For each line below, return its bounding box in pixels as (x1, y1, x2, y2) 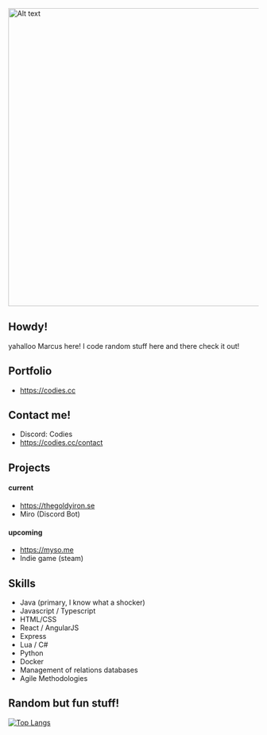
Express (19, 632, 47, 641)
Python (19, 648, 44, 658)
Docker (19, 657, 44, 667)
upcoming (8, 528, 43, 537)
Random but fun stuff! (8, 697, 120, 710)
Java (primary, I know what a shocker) (19, 598, 145, 607)
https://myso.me (19, 545, 74, 555)
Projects (8, 461, 51, 474)
